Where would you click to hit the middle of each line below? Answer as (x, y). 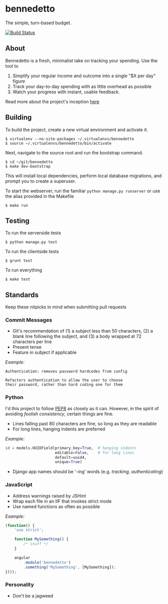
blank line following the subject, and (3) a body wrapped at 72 (77, 337)
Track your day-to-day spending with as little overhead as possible (82, 86)
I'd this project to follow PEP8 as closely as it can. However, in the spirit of (82, 408)
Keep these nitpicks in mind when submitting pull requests (66, 307)
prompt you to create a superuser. (41, 181)
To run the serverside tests (33, 233)
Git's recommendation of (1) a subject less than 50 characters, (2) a (83, 331)
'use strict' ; (29, 530)
